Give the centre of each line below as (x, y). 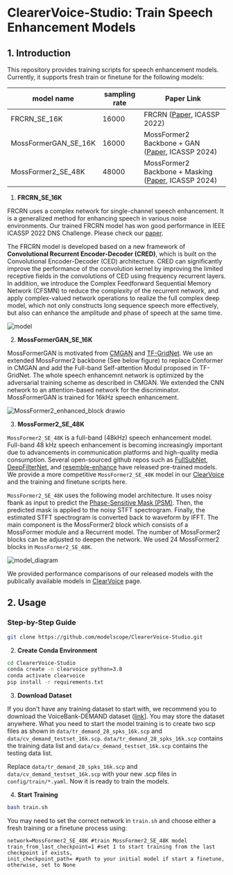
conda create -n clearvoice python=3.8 (65, 669)
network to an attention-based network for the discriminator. (94, 390)
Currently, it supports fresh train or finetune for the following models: (106, 77)
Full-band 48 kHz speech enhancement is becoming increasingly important (115, 445)
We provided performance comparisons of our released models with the (110, 574)
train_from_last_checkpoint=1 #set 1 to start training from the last (111, 847)
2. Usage (27, 603)
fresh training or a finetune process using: (67, 828)
